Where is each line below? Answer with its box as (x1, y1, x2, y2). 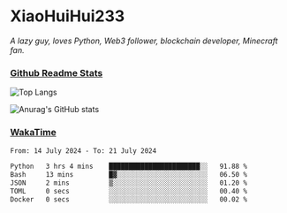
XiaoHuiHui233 (10, 6, 125, 27)
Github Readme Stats (10, 66, 103, 79)
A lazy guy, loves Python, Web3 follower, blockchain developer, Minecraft (10, 35, 278, 46)
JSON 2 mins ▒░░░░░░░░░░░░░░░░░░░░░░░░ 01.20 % (10, 179, 248, 187)
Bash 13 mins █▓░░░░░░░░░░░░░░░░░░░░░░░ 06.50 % (10, 171, 248, 179)
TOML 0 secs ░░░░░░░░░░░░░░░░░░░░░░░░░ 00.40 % (10, 187, 248, 196)
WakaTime (10, 126, 57, 139)
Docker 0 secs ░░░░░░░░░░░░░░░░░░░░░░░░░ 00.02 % (10, 194, 248, 204)
